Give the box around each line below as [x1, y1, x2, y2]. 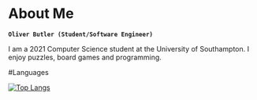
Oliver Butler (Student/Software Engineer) [8, 30, 154, 38]
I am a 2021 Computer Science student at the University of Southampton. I [8, 44, 250, 53]
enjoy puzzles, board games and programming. [8, 52, 162, 62]
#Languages [8, 67, 49, 77]
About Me [8, 5, 74, 23]
